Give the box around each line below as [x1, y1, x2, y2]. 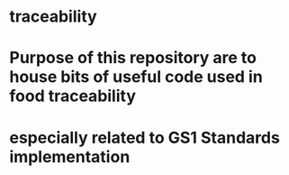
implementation [9, 146, 131, 167]
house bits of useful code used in [9, 67, 263, 87]
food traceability [9, 86, 137, 106]
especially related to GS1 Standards [9, 127, 281, 148]
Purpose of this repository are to [9, 48, 257, 69]
